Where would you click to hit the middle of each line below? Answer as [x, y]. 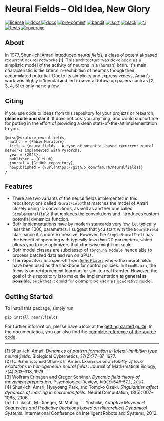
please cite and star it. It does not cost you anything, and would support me [82, 118]
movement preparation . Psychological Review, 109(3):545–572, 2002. [75, 382]
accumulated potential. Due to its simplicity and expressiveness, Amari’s [78, 75]
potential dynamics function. [41, 219]
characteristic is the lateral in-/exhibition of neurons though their [70, 70]
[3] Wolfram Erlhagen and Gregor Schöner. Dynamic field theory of [72, 377]
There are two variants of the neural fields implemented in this [75, 198]
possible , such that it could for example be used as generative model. [82, 281]
